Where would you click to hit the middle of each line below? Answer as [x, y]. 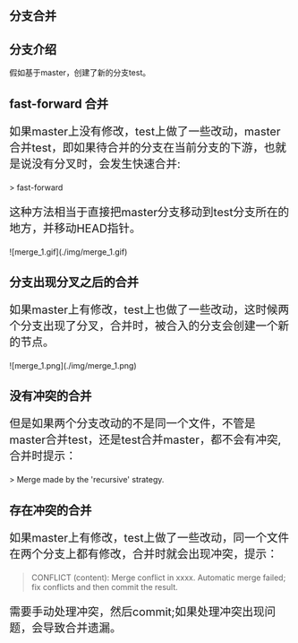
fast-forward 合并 [59, 104]
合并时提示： [43, 456]
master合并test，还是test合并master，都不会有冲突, [145, 440]
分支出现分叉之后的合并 [74, 282]
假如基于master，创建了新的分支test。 [80, 73]
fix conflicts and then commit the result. [105, 587]
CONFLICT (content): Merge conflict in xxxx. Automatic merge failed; [158, 578]
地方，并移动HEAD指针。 [75, 228]
